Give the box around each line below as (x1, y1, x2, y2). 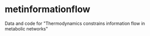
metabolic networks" (5, 25, 48, 31)
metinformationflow (5, 4, 90, 15)
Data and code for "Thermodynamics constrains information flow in (5, 20, 145, 26)
